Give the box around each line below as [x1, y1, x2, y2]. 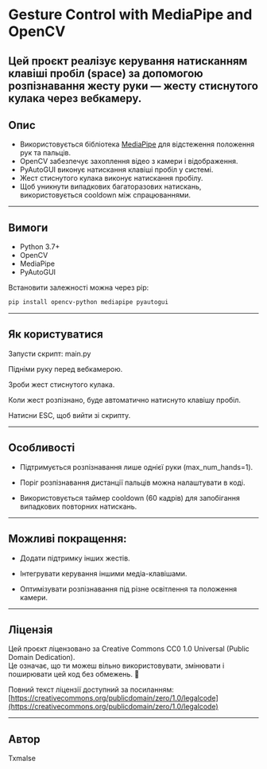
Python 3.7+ [19, 242, 60, 252]
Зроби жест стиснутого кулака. [8, 380, 115, 389]
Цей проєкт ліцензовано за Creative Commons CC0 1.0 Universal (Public [8, 644, 250, 654]
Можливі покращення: [8, 532, 127, 546]
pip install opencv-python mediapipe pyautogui [8, 299, 169, 306]
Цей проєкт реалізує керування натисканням [8, 54, 248, 68]
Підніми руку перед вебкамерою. [8, 364, 123, 373]
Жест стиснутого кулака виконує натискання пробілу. [19, 174, 203, 183]
